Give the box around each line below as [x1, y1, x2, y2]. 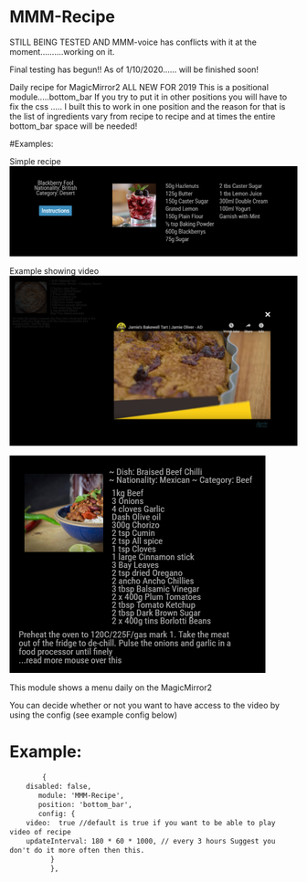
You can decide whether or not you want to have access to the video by [9, 700, 281, 711]
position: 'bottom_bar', [37, 800, 132, 809]
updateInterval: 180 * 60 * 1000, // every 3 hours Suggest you [26, 836, 276, 845]
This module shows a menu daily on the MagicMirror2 [9, 682, 213, 693]
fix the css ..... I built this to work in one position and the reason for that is [9, 100, 286, 111]
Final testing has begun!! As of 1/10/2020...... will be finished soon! [9, 64, 259, 75]
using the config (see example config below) [9, 709, 178, 720]
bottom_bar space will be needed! [9, 121, 138, 131]
